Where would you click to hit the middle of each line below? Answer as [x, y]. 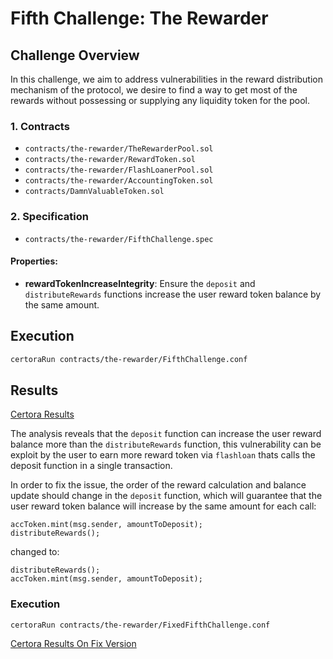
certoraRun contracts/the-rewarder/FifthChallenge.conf [129, 359]
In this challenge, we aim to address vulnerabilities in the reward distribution [166, 79]
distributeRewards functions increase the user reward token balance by [173, 294]
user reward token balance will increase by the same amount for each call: [163, 506]
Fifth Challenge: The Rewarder [139, 18]
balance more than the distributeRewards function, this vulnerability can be [166, 444]
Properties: [34, 261]
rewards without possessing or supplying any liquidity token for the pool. [160, 100]
